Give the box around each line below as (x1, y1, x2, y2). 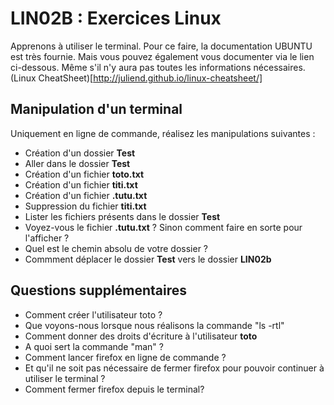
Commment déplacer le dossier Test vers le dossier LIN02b (24, 253, 272, 265)
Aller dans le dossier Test (24, 157, 131, 169)
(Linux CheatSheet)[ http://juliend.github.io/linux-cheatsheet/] (10, 72, 263, 84)
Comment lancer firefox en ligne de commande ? (24, 351, 227, 363)
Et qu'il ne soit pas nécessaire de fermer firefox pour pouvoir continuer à (24, 362, 325, 374)
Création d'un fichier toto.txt (24, 168, 145, 180)
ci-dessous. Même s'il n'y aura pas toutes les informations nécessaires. (10, 61, 306, 73)
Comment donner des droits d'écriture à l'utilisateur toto (24, 330, 258, 342)
